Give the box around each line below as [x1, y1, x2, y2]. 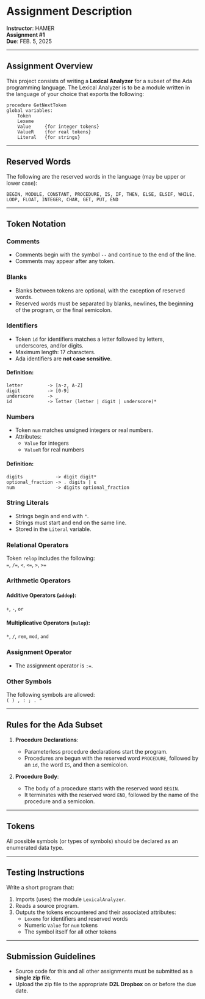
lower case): [6, 179, 38, 187]
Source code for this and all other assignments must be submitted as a [15, 968, 193, 975]
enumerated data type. [6, 844, 64, 851]
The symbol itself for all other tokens [24, 928, 117, 935]
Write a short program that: [6, 883, 74, 891]
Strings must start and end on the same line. [15, 519, 127, 526]
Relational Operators [6, 540, 69, 549]
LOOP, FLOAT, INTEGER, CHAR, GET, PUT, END [6, 196, 119, 202]
